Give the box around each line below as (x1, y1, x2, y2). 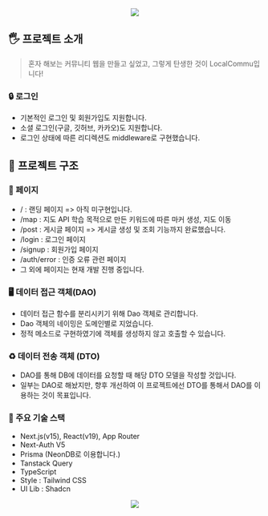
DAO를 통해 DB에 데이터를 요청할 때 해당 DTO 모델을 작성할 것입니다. (19, 370, 237, 380)
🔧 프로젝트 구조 (8, 159, 79, 172)
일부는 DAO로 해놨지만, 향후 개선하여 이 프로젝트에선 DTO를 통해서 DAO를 (19, 381, 253, 390)
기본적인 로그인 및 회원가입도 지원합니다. (19, 113, 147, 123)
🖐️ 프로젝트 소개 (8, 32, 83, 46)
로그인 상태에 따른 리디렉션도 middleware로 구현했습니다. (19, 133, 201, 143)
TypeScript (19, 466, 57, 476)
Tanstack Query (19, 458, 73, 468)
